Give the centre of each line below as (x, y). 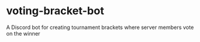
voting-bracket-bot (55, 11)
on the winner (23, 33)
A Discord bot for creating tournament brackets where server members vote (100, 27)
